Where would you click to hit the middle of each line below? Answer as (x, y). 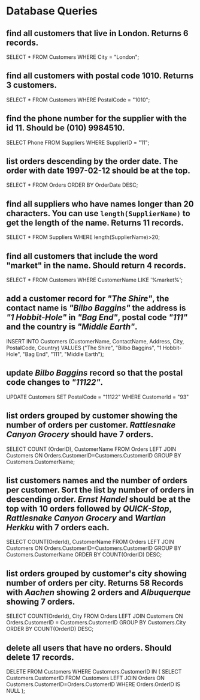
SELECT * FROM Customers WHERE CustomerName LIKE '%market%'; (94, 280)
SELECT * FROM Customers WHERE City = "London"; (73, 57)
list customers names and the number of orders (97, 481)
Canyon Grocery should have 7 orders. (80, 434)
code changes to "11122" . (55, 382)
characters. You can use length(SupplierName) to (98, 213)
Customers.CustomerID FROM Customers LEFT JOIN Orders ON (85, 678)
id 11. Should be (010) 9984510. (66, 128)
